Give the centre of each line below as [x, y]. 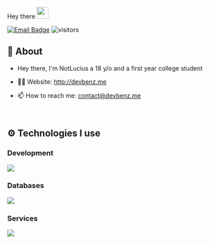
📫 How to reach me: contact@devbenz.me [79, 95]
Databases [26, 186]
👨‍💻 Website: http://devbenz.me [62, 81]
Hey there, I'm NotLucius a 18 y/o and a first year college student [110, 68]
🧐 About [25, 52]
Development [30, 153]
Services [23, 218]
